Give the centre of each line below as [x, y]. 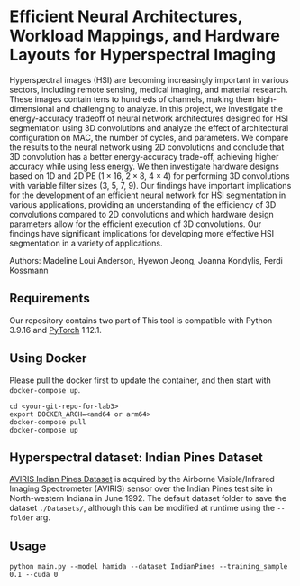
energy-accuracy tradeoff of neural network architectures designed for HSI [149, 118]
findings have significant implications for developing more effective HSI [142, 233]
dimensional [32, 108]
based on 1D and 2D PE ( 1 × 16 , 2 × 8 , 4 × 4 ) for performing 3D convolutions [150, 176]
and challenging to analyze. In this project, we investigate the [170, 108]
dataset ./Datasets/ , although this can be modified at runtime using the [142, 508]
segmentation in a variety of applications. [86, 243]
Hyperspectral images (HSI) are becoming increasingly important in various [150, 79]
